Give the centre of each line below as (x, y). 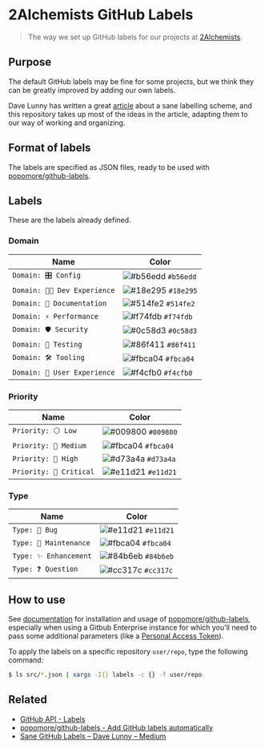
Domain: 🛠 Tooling (49, 357)
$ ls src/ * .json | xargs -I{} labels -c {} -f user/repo (105, 675)
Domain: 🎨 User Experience (64, 372)
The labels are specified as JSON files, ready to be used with (109, 167)
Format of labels (50, 148)
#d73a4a (161, 459)
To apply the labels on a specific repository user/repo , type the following (128, 652)
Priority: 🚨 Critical (53, 472)
